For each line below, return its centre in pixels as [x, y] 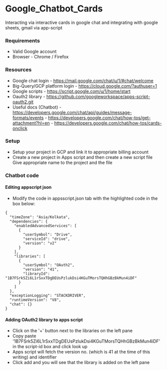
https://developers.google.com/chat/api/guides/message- [72, 112]
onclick [20, 128]
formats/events [28, 118]
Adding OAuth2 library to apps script [44, 320]
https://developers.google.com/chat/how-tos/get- [99, 118]
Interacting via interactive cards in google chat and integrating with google [82, 22]
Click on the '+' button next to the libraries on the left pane [73, 331]
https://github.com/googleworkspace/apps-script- [98, 96]
